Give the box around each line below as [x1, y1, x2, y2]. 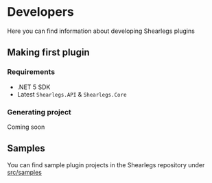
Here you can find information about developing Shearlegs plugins [7, 27, 196, 35]
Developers [7, 4, 74, 20]
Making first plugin [7, 47, 91, 58]
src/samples [7, 168, 43, 176]
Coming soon [7, 123, 45, 131]
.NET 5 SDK [16, 83, 51, 91]
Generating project [7, 107, 72, 117]
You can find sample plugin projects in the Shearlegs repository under [7, 160, 205, 169]
